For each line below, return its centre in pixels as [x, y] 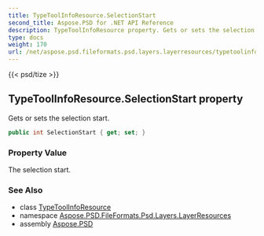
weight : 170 [27, 45]
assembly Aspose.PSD [56, 224]
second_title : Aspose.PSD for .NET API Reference [91, 23]
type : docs [26, 37]
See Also [26, 190]
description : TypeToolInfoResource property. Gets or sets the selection [132, 30]
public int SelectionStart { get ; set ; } [77, 132]
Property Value [38, 153]
